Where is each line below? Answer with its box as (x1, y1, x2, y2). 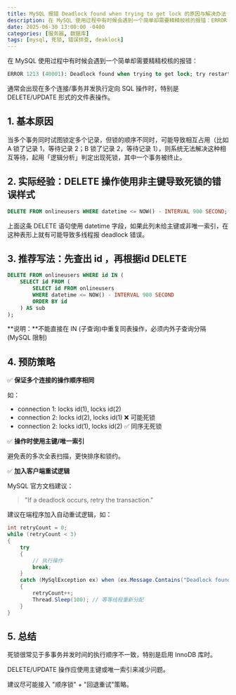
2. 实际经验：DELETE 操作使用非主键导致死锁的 (7, 176, 212, 188)
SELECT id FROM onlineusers (32, 285, 114, 292)
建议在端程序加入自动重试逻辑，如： (7, 510, 112, 519)
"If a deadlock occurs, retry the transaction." (24, 496, 154, 505)
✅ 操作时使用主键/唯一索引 (7, 437, 85, 446)
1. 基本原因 (7, 115, 54, 127)
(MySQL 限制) (7, 333, 48, 342)
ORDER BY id (32, 298, 68, 305)
